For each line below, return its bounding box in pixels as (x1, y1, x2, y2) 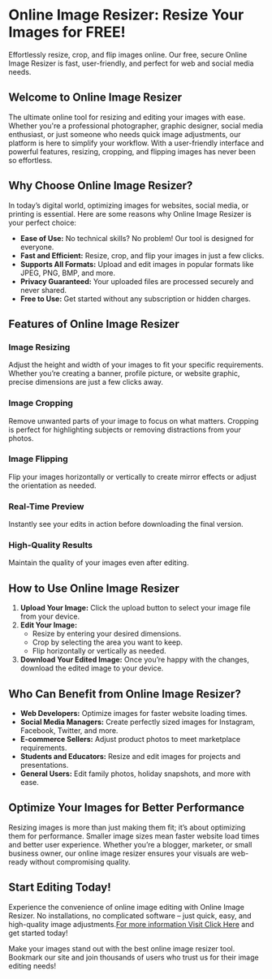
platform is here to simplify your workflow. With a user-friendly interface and (8, 138, 265, 148)
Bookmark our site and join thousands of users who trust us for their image (8, 952, 259, 962)
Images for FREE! (8, 23, 126, 41)
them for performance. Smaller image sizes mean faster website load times (8, 830, 260, 841)
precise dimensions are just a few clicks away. (8, 377, 164, 387)
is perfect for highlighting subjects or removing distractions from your (8, 425, 241, 434)
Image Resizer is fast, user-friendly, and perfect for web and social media (8, 58, 254, 68)
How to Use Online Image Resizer (8, 581, 180, 595)
